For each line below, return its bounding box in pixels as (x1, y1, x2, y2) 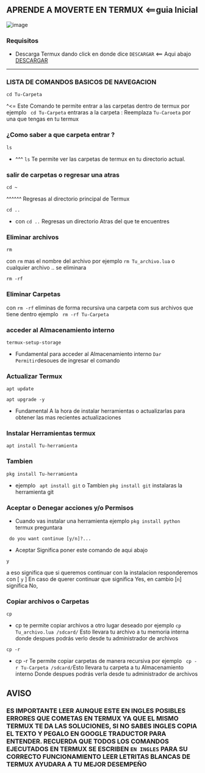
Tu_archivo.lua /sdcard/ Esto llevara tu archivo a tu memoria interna (15, 628, 189, 635)
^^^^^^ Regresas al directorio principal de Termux (6, 195, 130, 202)
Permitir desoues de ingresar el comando (15, 357, 120, 364)
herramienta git (15, 488, 54, 495)
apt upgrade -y (6, 397, 45, 403)
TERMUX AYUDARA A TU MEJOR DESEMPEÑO (6, 760, 147, 768)
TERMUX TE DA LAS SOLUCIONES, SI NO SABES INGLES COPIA (6, 722, 197, 730)
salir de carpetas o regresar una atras (6, 171, 120, 179)
